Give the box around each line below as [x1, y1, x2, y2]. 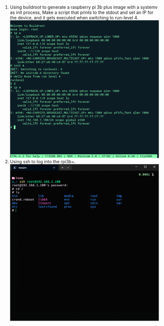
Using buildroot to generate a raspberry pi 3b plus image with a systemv [9, 4, 158, 10]
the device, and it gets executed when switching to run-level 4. [9, 15, 139, 20]
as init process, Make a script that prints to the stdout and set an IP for [9, 9, 154, 15]
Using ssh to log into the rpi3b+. [9, 158, 76, 164]
